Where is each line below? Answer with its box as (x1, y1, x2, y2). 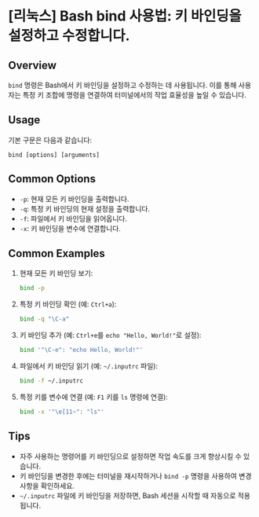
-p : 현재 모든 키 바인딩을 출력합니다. (19, 194, 129, 203)
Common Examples (8, 247, 106, 260)
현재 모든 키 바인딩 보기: (19, 269, 93, 278)
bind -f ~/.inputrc (19, 377, 84, 385)
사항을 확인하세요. (19, 481, 75, 490)
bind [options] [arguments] (8, 151, 100, 159)
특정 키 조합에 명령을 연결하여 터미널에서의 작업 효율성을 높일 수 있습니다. (22, 90, 247, 99)
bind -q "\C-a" (19, 315, 70, 323)
